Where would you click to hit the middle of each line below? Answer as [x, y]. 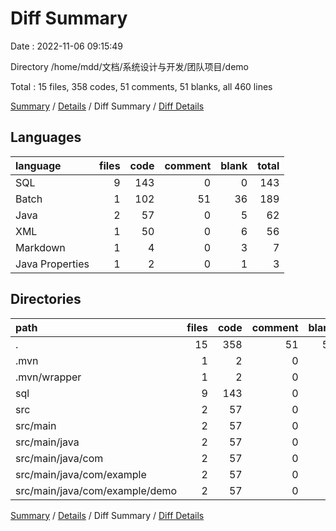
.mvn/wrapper [48, 377]
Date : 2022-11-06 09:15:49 [66, 46]
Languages [46, 137]
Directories [46, 299]
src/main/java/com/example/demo [96, 490]
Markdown [40, 247]
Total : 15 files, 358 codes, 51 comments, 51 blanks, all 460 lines [141, 86]
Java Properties [52, 264]
